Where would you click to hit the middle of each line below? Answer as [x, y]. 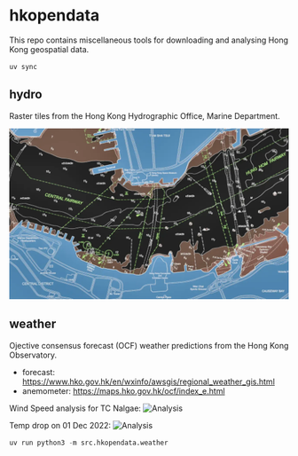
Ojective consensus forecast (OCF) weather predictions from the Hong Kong [149, 345]
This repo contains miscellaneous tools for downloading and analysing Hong [149, 40]
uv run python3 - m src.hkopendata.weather [89, 443]
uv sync [24, 67]
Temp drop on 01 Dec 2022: [60, 425]
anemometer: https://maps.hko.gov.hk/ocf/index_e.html [123, 390]
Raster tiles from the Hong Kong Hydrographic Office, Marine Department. [145, 115]
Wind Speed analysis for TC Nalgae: [75, 408]
